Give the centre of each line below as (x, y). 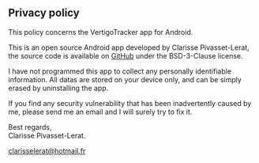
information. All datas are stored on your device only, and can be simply (125, 79)
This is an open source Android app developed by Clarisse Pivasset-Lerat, (129, 47)
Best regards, (30, 127)
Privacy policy (44, 13)
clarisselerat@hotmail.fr (47, 150)
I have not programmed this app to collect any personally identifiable (120, 71)
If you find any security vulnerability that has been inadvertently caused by (130, 103)
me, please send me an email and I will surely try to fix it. (100, 112)
